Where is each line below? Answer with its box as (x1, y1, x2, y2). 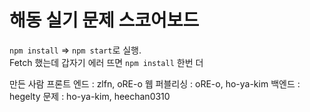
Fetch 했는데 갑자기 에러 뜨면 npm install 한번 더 (9, 56, 204, 68)
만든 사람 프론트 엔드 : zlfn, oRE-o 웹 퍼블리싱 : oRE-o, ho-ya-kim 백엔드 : (9, 77, 301, 90)
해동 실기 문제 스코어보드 (9, 9, 200, 32)
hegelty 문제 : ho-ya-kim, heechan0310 (9, 90, 171, 102)
